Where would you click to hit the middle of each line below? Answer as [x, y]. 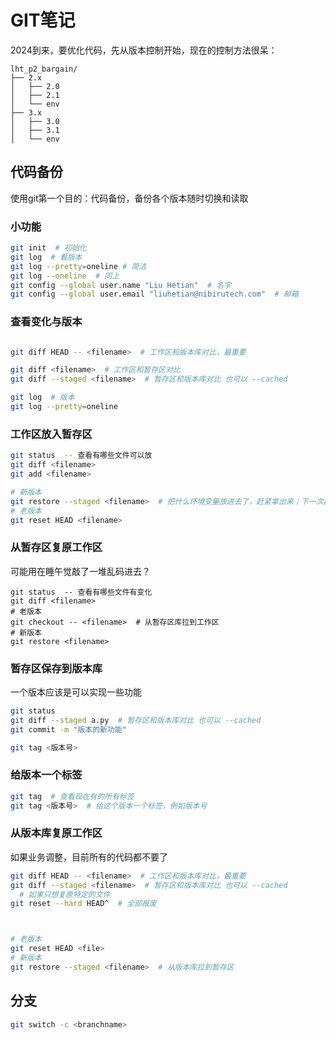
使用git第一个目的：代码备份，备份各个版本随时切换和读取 [129, 198]
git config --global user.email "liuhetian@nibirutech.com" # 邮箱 [154, 294]
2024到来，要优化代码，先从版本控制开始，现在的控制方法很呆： [144, 50]
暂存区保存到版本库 [56, 668]
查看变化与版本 [46, 322]
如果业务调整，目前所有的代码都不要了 [89, 857]
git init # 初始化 [48, 248]
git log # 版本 [42, 397]
